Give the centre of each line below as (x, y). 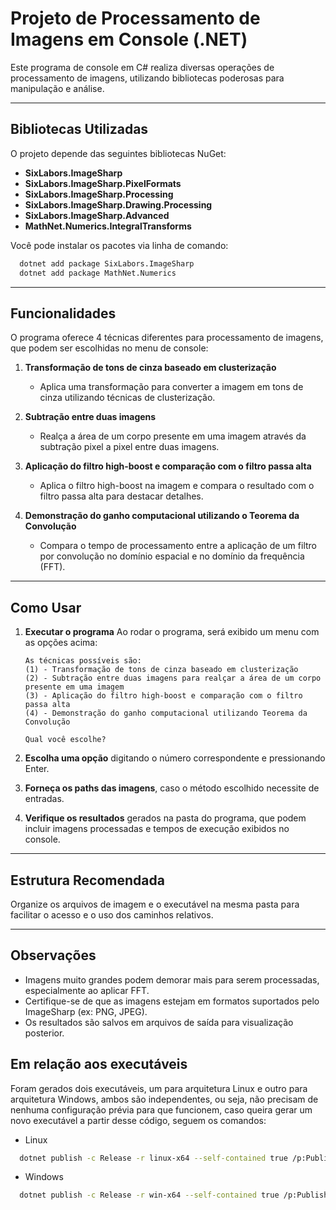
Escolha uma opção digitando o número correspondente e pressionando (175, 758)
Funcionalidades (63, 313)
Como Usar (46, 607)
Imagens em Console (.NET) (129, 39)
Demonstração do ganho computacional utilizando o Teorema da (162, 516)
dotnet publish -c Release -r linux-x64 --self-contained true (153, 1158)
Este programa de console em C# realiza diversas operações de (142, 67)
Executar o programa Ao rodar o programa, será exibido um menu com (172, 632)
